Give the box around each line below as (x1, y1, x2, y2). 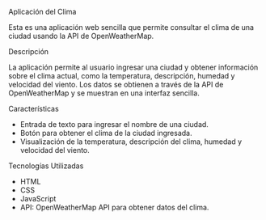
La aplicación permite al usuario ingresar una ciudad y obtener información (8, 62, 259, 72)
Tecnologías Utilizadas (8, 161, 84, 171)
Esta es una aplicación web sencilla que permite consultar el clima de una (8, 23, 255, 32)
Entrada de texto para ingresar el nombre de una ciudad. (19, 120, 209, 129)
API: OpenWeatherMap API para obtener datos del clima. (19, 202, 209, 212)
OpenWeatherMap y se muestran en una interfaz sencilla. (8, 88, 200, 98)
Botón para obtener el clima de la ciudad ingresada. (19, 129, 192, 137)
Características (8, 104, 59, 113)
